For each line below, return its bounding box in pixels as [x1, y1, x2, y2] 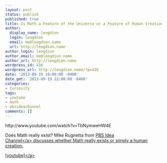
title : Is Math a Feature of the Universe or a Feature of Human [5, 21, 143, 26]
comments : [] [5, 109, 32, 114]
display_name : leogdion [9, 30, 59, 35]
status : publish [5, 12, 39, 17]
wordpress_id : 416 [5, 63, 43, 68]
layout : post [5, 7, 32, 12]
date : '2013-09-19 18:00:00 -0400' [5, 72, 79, 77]
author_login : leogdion [5, 49, 55, 54]
